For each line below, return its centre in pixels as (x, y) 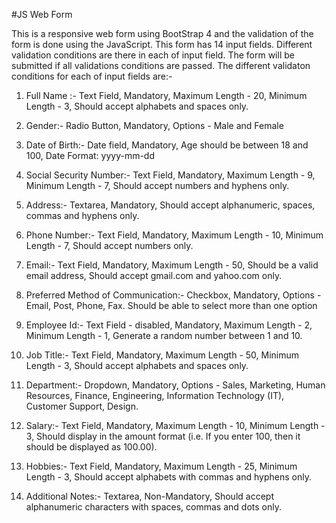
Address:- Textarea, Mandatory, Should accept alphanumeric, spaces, (170, 205)
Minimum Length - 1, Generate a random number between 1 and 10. (164, 335)
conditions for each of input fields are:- (92, 76)
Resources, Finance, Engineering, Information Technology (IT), (155, 395)
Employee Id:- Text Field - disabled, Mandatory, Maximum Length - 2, (169, 325)
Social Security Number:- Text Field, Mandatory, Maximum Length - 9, (170, 175)
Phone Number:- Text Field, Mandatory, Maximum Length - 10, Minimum (174, 235)
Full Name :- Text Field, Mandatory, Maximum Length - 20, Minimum (166, 95)
